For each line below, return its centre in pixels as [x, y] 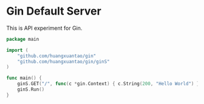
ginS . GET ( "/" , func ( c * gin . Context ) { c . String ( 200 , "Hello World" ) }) [110, 84]
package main [23, 39]
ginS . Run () [31, 89]
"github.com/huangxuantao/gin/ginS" [64, 61]
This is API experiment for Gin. [44, 28]
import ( [17, 50]
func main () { [24, 78]
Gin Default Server [54, 11]
